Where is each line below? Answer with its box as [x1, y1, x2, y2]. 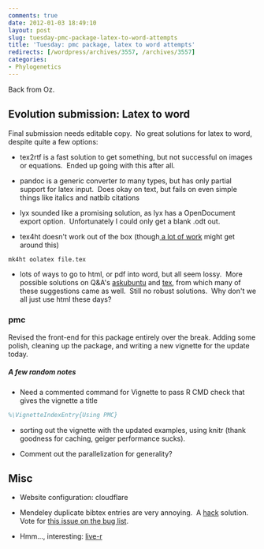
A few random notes [8, 367, 76, 377]
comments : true [8, 11, 58, 20]
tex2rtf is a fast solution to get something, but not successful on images [19, 152, 253, 162]
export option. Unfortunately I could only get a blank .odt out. [19, 216, 221, 226]
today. [8, 349, 29, 359]
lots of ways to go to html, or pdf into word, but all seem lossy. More [19, 269, 243, 279]
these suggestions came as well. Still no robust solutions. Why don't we [19, 286, 257, 296]
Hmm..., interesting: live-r [19, 532, 102, 541]
